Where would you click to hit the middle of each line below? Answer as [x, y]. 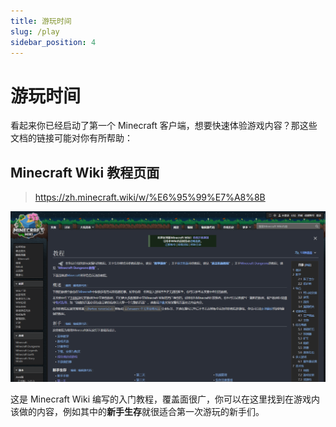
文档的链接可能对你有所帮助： [71, 138]
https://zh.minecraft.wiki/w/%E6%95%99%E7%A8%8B [150, 197]
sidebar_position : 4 [53, 42]
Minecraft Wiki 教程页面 [85, 172]
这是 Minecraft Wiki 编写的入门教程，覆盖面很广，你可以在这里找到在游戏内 [165, 399]
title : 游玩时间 [41, 21]
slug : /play [35, 31]
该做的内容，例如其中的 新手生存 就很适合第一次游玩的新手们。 [137, 412]
